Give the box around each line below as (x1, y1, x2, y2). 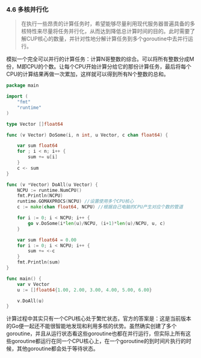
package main (6, 82, 39, 88)
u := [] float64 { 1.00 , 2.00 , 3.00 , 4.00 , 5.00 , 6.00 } (17, 287, 152, 293)
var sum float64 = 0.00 (17, 236, 77, 243)
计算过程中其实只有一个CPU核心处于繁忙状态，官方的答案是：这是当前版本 (6, 315, 191, 323)
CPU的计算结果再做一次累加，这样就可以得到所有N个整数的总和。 (6, 70, 170, 78)
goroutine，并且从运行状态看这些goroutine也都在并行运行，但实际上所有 (6, 330, 186, 338)
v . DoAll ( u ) (17, 298, 45, 304)
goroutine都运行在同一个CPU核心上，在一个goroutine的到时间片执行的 (11, 338, 187, 345)
